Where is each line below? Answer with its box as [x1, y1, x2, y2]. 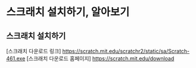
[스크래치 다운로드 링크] [6, 48, 61, 54]
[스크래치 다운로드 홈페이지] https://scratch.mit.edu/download [26, 55, 175, 62]
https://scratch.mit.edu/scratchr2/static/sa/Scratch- [62, 48, 190, 54]
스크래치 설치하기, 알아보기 [6, 5, 130, 19]
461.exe [6, 55, 26, 62]
